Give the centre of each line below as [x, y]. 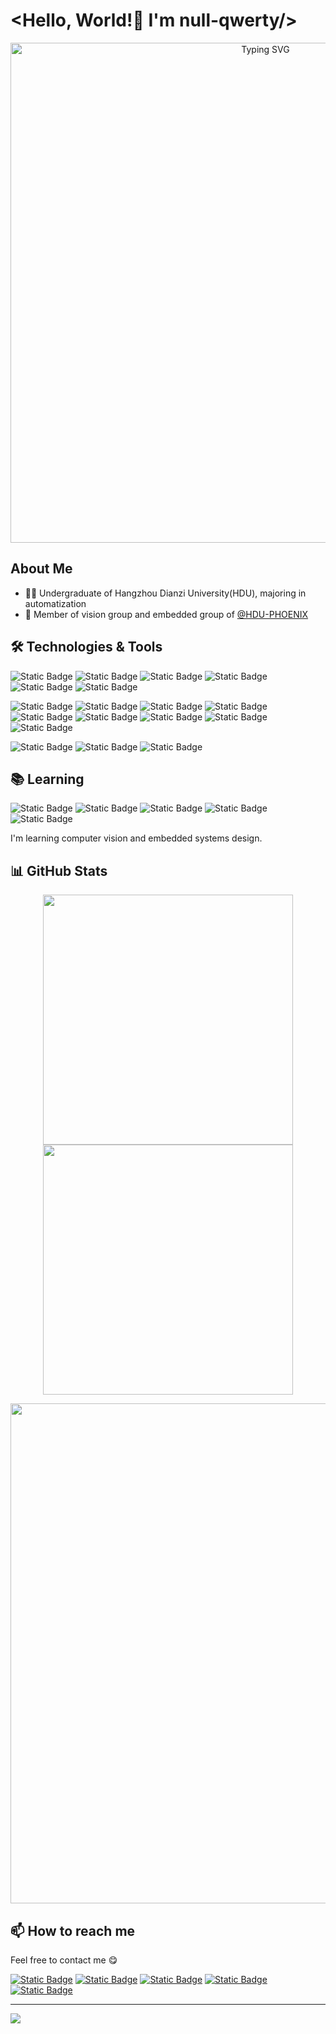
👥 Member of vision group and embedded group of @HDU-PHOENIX [166, 614]
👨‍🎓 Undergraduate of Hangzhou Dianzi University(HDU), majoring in [165, 593]
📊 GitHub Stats [59, 870]
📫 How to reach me [73, 1930]
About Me [41, 569]
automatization [55, 603]
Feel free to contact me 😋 [64, 1960]
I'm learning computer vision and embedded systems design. [136, 838]
